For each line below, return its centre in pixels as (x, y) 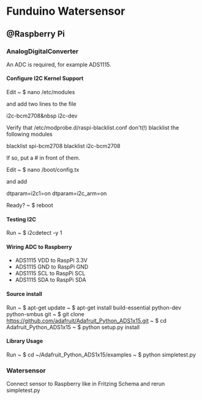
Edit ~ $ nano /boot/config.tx (43, 170)
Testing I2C (21, 219)
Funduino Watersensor (66, 11)
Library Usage (25, 341)
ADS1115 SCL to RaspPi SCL (50, 273)
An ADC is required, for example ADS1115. (59, 64)
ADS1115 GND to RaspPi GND (52, 267)
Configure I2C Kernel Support (45, 78)
